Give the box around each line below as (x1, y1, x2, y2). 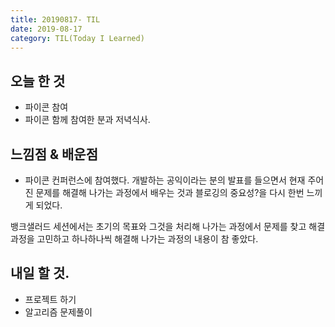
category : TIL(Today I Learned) (10, 33, 145, 43)
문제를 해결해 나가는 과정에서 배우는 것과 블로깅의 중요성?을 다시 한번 (35, 187, 305, 198)
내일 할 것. (10, 265, 70, 282)
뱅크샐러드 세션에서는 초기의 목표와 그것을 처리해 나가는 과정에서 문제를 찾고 (10, 221, 307, 232)
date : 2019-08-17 (10, 24, 83, 34)
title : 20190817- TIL (10, 14, 101, 25)
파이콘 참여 (24, 101, 69, 113)
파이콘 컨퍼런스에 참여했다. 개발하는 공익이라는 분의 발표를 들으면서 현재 (24, 174, 306, 186)
